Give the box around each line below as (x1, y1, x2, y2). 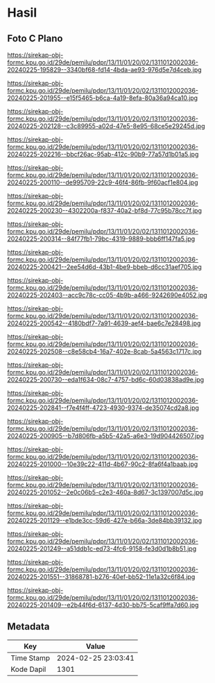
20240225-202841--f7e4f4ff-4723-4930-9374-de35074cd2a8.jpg (7, 404, 200, 412)
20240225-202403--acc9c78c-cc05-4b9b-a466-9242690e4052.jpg (7, 291, 208, 299)
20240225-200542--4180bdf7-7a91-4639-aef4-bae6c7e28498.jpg (7, 319, 201, 327)
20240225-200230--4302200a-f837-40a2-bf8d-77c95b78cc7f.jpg (7, 207, 203, 214)
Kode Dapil (10, 664, 46, 674)
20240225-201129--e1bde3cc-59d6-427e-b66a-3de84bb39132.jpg (7, 517, 203, 524)
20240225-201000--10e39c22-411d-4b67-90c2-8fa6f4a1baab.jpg (7, 460, 198, 468)
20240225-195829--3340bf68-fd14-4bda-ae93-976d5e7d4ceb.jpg (7, 66, 203, 74)
